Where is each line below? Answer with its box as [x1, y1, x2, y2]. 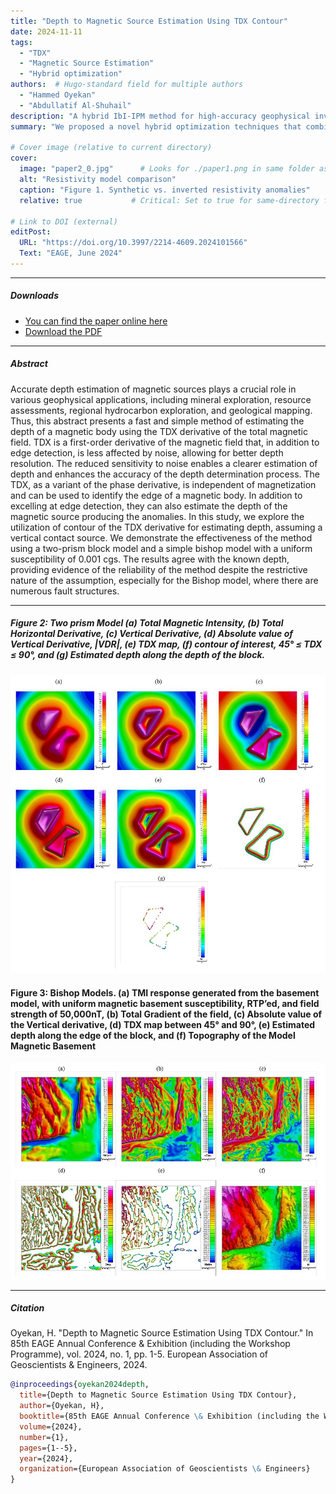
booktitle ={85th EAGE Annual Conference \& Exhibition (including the [19, 1411, 320, 1422]
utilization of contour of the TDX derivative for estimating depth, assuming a [10, 521, 323, 533]
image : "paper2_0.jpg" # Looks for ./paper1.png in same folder [19, 164, 315, 174]
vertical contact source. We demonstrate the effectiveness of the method [10, 531, 313, 544]
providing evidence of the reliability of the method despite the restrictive [10, 563, 308, 575]
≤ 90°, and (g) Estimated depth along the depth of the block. [10, 649, 266, 661]
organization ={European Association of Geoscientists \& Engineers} [19, 1464, 311, 1474]
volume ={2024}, [19, 1421, 83, 1432]
